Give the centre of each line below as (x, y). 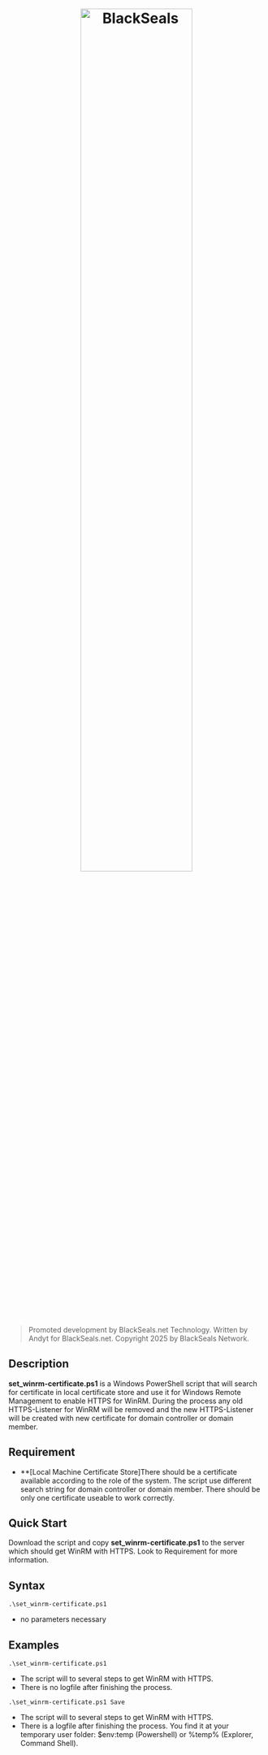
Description (39, 1364)
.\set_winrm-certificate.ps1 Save (67, 1702)
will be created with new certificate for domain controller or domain (121, 1418)
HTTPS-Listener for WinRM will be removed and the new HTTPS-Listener (131, 1409)
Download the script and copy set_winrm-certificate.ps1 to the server (127, 1543)
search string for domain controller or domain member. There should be (140, 1489)
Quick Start (38, 1523)
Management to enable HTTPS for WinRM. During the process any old (126, 1401)
